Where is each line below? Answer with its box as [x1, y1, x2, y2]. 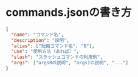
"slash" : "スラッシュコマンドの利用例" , [11, 54, 103, 61]
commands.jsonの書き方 [5, 5, 132, 19]
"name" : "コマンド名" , [11, 32, 64, 38]
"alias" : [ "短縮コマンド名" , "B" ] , [11, 43, 95, 49]
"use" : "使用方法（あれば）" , [11, 49, 80, 55]
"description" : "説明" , [11, 37, 70, 43]
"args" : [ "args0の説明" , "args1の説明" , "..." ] [11, 60, 129, 66]
